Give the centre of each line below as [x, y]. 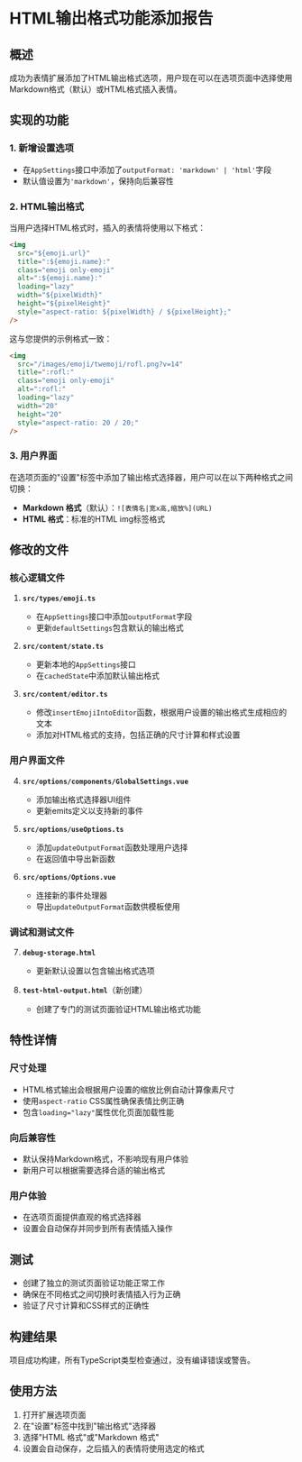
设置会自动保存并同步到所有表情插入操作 [97, 1229]
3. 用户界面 [33, 456]
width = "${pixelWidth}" [60, 295]
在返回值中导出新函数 [75, 858]
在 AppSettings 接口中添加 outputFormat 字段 [114, 617]
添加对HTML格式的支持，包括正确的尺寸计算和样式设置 [138, 735]
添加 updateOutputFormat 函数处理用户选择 [112, 847]
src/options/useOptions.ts [73, 829]
